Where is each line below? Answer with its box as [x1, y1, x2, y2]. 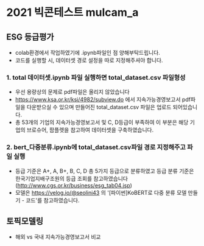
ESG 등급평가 [6, 32, 54, 42]
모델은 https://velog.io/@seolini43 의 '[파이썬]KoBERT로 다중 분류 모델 [15, 189, 187, 196]
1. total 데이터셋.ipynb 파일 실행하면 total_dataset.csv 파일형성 [6, 73, 186, 82]
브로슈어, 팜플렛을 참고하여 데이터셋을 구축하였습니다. [26, 126, 154, 134]
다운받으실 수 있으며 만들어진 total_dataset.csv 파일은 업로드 [26, 104, 172, 111]
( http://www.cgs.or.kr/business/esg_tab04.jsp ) [15, 181, 133, 189]
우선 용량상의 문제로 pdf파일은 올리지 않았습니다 [15, 88, 130, 96]
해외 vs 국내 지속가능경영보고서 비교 [15, 233, 102, 241]
